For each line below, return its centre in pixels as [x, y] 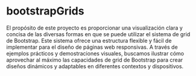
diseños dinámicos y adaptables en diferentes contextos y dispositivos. [95, 66]
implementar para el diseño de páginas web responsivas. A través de [92, 47]
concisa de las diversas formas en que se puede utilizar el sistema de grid [98, 34]
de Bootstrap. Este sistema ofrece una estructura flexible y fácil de [89, 40]
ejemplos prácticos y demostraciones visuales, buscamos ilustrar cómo [95, 53]
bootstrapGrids [45, 11]
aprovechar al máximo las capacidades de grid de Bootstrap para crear [95, 60]
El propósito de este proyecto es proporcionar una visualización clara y [94, 28]
